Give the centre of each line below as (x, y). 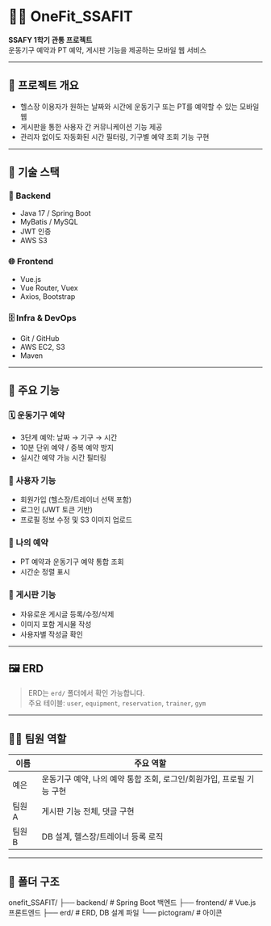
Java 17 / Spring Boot (55, 213)
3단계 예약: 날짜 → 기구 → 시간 (69, 437)
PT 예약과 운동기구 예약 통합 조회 (72, 562)
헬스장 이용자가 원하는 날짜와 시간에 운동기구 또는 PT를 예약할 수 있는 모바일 (140, 106)
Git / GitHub (40, 339)
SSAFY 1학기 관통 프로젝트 (50, 40)
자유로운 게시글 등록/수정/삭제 (67, 614)
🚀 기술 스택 (34, 173)
